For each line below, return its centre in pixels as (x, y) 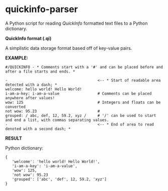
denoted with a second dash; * (38, 129)
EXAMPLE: (17, 58)
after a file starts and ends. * (40, 72)
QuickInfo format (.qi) (28, 38)
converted (16, 107)
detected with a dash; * (31, 85)
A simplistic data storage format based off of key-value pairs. (69, 48)
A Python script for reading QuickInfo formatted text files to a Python (76, 23)
